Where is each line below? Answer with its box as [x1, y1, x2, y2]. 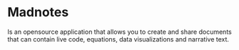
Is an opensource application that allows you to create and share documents [7, 27, 232, 36]
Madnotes [7, 4, 69, 20]
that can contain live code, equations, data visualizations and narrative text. [7, 35, 230, 43]
